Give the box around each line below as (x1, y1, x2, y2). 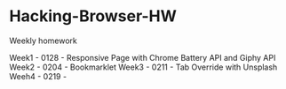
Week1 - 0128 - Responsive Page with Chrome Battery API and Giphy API (9, 52, 276, 63)
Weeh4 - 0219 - (9, 70, 68, 81)
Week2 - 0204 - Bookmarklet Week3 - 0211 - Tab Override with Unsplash (9, 62, 278, 72)
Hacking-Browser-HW (9, 6, 178, 26)
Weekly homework (9, 35, 77, 46)
